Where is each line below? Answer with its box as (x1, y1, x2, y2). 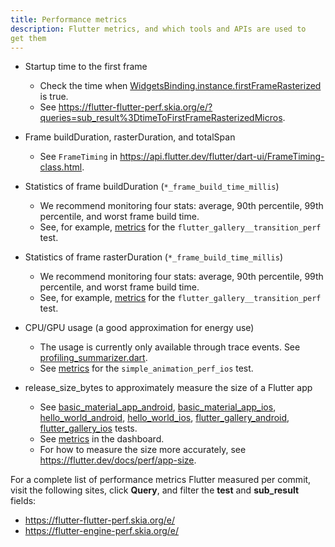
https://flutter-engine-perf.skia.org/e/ (24, 525, 180, 537)
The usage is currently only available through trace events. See (39, 341, 301, 353)
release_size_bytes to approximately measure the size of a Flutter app (24, 382, 313, 394)
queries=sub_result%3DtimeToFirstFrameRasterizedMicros (39, 112, 283, 124)
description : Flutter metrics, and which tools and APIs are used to (10, 24, 307, 34)
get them (10, 33, 47, 43)
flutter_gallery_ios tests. (39, 422, 138, 435)
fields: (10, 495, 37, 507)
